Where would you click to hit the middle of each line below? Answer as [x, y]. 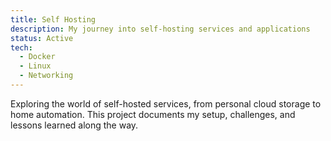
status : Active [42, 38]
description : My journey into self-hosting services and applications [160, 29]
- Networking [46, 76]
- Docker [37, 57]
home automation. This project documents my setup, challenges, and [153, 114]
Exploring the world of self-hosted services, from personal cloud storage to [166, 103]
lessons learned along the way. [74, 125]
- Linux [35, 66]
